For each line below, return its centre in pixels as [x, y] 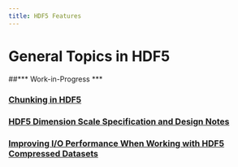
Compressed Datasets [54, 154]
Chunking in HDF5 [45, 100]
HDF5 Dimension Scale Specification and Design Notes [119, 121]
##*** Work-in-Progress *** [56, 79]
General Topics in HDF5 [89, 56]
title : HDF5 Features [45, 16]
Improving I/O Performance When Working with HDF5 [117, 143]
